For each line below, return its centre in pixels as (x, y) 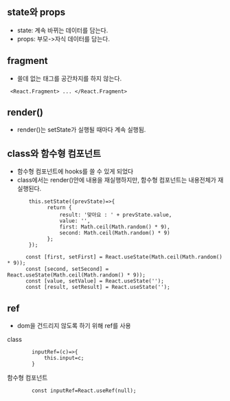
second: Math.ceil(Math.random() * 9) (115, 233)
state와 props (36, 12)
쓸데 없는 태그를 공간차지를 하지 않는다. (69, 78)
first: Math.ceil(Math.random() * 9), (115, 227)
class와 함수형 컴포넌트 (54, 153)
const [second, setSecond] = (67, 269)
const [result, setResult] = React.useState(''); (97, 288)
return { (59, 208)
